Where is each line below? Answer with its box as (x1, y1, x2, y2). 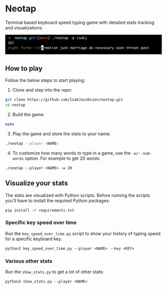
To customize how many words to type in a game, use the (12, 150, 131, 156)
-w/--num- (131, 151, 152, 156)
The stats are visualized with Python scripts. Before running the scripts (5, 192, 150, 198)
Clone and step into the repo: (12, 87, 72, 93)
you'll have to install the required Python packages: (5, 197, 110, 203)
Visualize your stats (5, 179, 68, 188)
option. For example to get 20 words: (24, 155, 101, 161)
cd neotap (5, 102, 26, 107)
